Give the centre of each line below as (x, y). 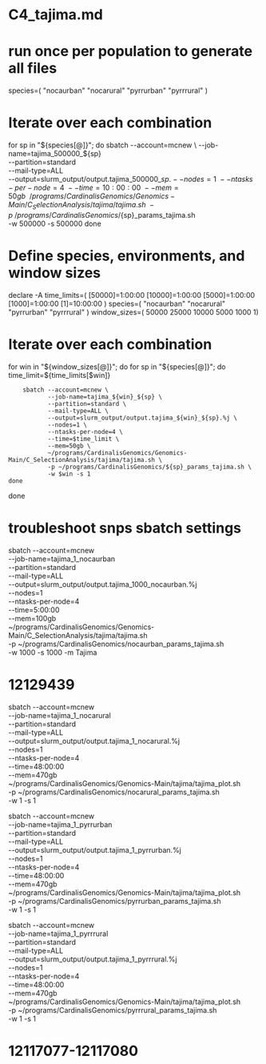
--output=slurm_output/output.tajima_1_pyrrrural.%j (93, 959)
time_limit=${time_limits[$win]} (60, 375)
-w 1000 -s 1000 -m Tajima (53, 652)
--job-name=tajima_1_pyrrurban (60, 824)
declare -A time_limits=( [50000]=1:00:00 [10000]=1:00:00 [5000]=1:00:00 (132, 295)
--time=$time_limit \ (83, 439)
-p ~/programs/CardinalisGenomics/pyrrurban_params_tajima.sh (115, 901)
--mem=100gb (32, 618)
